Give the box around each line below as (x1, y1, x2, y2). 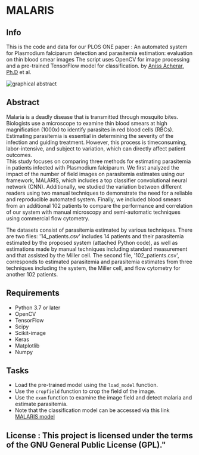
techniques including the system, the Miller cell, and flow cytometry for (6, 264, 181, 272)
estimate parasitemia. (14, 401, 68, 408)
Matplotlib (14, 342, 40, 349)
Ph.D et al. (6, 69, 32, 75)
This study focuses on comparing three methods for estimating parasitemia (6, 158, 191, 165)
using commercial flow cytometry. (6, 214, 90, 222)
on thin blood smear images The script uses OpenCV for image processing (6, 56, 190, 63)
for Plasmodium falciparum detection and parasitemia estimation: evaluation (6, 50, 193, 57)
